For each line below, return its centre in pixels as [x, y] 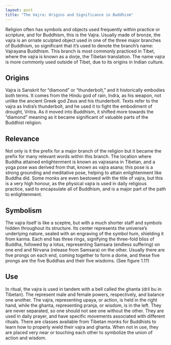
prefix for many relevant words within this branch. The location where [78, 157]
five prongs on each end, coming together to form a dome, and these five [82, 255]
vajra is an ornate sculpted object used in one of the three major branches [83, 40]
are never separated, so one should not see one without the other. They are [85, 311]
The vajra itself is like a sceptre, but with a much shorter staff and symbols [84, 223]
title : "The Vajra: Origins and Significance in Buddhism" [69, 15]
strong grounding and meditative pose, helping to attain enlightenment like [83, 173]
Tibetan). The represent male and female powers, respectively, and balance [85, 294]
